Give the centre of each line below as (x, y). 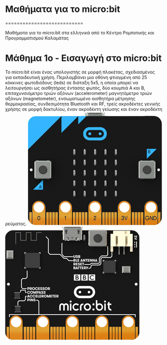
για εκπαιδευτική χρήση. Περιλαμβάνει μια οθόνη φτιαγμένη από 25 (76, 77)
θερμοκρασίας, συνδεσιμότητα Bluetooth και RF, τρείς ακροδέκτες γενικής (83, 104)
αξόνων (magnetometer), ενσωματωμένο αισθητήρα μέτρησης (70, 98)
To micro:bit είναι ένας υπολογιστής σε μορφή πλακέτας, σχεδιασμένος (80, 72)
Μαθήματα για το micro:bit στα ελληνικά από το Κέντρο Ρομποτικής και (80, 32)
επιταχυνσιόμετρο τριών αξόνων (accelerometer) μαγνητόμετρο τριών (79, 93)
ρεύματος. (16, 224)
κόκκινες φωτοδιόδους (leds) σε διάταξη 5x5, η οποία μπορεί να (72, 82)
